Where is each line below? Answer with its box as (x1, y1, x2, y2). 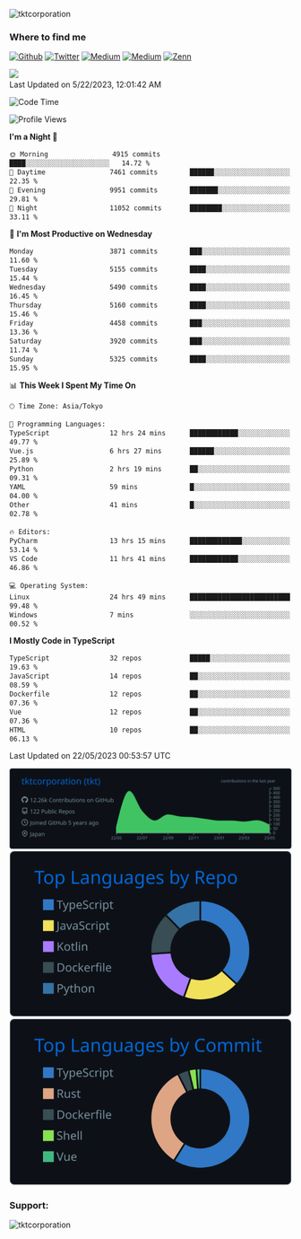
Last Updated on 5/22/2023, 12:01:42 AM (9, 79, 162, 90)
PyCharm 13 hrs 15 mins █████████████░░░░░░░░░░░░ (9, 537, 291, 546)
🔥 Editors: (9, 528, 51, 537)
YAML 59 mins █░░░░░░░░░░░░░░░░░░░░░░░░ (9, 483, 291, 492)
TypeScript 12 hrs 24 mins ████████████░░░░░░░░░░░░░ (9, 429, 291, 438)
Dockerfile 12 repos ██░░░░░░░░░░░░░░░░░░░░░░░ (9, 690, 291, 699)
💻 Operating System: (9, 582, 90, 591)
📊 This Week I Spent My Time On (9, 380, 136, 391)
